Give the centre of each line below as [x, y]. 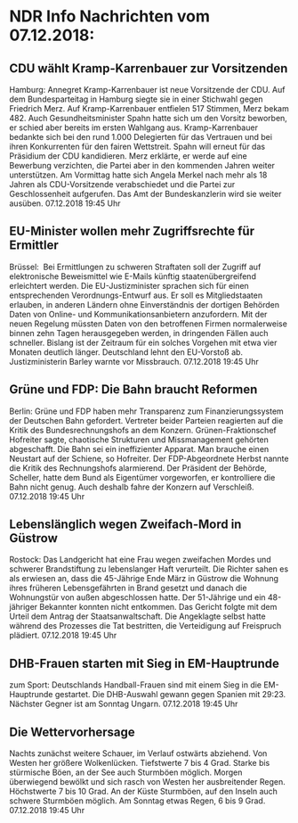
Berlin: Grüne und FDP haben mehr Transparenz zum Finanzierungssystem [147, 411]
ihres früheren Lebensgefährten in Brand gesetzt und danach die [128, 588]
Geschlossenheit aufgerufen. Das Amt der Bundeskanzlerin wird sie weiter [145, 194]
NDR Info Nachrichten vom [110, 16]
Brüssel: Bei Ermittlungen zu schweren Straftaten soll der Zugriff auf [135, 267]
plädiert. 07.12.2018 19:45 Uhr [63, 636]
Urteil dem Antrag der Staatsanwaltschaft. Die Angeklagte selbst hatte [137, 616]
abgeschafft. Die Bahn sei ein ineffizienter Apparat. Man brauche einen [139, 449]
